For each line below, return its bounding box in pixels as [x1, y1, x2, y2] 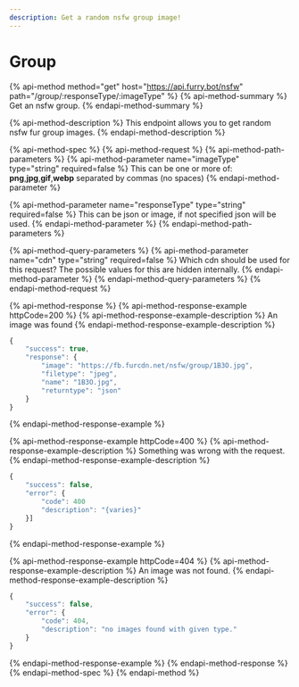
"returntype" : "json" [41, 385, 122, 395]
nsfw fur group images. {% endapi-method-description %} [9, 127, 226, 137]
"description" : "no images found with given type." [41, 625, 238, 634]
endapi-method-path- [171, 218, 253, 228]
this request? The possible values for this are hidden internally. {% [9, 264, 253, 275]
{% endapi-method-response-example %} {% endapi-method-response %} [9, 658, 288, 668]
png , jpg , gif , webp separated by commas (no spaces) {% [9, 172, 218, 183]
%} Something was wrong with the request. [125, 445, 286, 456]
